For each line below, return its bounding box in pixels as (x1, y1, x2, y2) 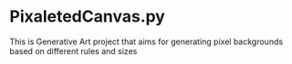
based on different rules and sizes (9, 45, 138, 56)
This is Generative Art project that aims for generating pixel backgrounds (9, 36, 284, 47)
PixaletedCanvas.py (9, 6, 166, 27)
